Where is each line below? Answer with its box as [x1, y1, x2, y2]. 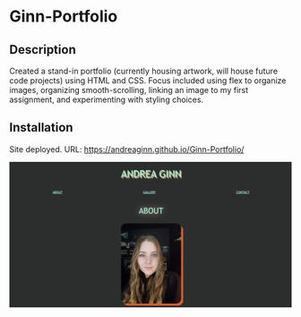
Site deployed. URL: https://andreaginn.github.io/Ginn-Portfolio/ [9, 143, 245, 154]
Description [9, 42, 76, 57]
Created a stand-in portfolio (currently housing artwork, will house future [9, 65, 279, 76]
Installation [9, 120, 73, 135]
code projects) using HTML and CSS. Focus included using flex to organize [9, 75, 287, 86]
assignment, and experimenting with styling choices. [9, 94, 204, 105]
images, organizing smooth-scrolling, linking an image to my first [9, 85, 249, 95]
